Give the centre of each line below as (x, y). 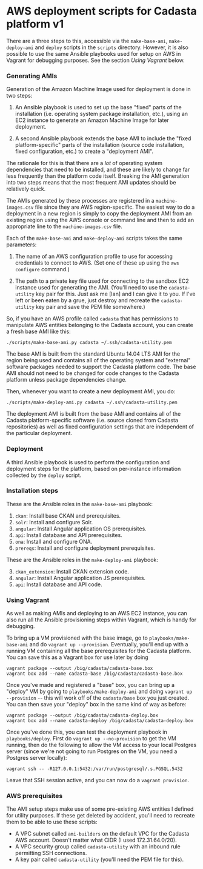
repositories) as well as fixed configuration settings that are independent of (100, 427)
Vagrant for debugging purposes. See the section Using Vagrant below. (95, 60)
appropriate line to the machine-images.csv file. (65, 226)
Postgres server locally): (37, 758)
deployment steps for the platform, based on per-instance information (94, 468)
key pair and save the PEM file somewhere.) (90, 307)
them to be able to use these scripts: (52, 822)
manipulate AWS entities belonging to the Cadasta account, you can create (100, 325)
